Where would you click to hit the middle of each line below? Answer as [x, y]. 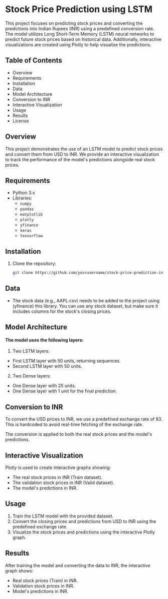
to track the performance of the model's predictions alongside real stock [80, 159]
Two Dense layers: [32, 376]
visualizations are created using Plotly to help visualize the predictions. [78, 44]
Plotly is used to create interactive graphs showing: [58, 468]
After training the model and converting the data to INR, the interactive [78, 565]
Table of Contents [34, 61]
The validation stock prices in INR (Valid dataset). [63, 483]
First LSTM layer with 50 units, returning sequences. [66, 361]
